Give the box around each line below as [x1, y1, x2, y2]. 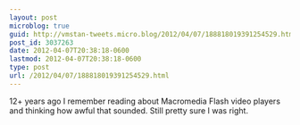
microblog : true [9, 21, 70, 30]
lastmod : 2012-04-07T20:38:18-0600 [9, 54, 142, 63]
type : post [9, 63, 50, 72]
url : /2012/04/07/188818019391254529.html [9, 71, 170, 80]
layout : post [9, 12, 58, 22]
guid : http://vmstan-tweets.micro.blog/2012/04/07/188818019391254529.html [9, 29, 297, 38]
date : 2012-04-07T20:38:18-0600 [9, 46, 129, 55]
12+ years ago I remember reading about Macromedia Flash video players [9, 96, 281, 106]
